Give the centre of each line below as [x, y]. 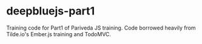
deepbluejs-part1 [51, 11]
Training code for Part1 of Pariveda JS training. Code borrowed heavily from [101, 28]
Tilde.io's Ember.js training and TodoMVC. [59, 34]
